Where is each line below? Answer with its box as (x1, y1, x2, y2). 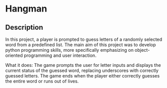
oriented (5, 52, 23, 58)
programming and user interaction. (23, 52, 96, 58)
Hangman (5, 3, 47, 15)
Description (5, 23, 43, 32)
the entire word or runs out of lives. (5, 78, 79, 84)
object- (134, 47, 150, 53)
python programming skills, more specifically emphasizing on (5, 47, 133, 53)
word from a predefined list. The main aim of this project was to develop (5, 42, 156, 48)
